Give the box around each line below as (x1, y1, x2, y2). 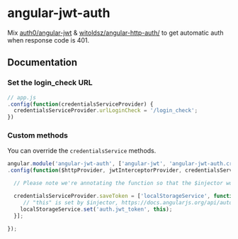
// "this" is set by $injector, (23, 199, 119, 206)
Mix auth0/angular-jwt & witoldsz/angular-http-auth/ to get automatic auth (7, 28, 224, 37)
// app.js (7, 94, 37, 101)
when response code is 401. (7, 35, 90, 44)
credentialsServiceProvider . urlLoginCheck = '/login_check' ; (13, 107, 198, 114)
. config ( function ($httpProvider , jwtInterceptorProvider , (7, 167, 182, 174)
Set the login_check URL (7, 78, 93, 88)
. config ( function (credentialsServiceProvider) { (7, 101, 154, 108)
